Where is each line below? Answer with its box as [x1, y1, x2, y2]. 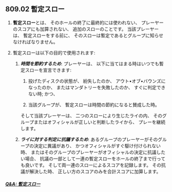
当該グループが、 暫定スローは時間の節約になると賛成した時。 [28, 102, 160, 108]
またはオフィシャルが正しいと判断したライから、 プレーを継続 [33, 119, 166, 125]
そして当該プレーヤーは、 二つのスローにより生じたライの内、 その [20, 112, 163, 119]
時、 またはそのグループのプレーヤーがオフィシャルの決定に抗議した [20, 149, 166, 155]
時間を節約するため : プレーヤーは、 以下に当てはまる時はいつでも [20, 61, 160, 67]
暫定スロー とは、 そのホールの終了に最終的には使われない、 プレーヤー [12, 20, 164, 26]
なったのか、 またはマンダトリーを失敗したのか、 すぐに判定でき [28, 84, 166, 90]
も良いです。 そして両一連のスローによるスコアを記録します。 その [20, 162, 162, 168]
